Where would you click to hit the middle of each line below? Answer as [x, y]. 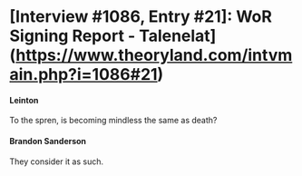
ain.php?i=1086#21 [83, 75]
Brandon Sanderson [48, 141]
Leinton [24, 100]
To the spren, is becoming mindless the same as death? [113, 121]
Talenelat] [178, 36]
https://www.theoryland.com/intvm [154, 55]
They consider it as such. [57, 161]
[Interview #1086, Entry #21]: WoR [141, 17]
